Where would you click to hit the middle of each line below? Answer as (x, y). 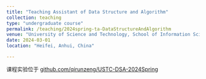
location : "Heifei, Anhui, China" (51, 46)
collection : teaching (34, 18)
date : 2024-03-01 (29, 40)
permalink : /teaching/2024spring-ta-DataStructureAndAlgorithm (89, 29)
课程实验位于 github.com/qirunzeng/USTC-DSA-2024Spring (82, 69)
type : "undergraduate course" (45, 23)
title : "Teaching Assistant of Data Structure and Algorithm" (87, 12)
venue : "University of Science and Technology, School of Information (98, 35)
